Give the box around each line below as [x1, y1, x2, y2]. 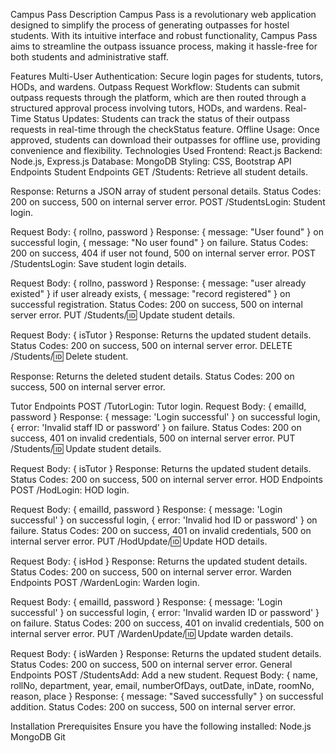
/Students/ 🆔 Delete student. [10, 350, 129, 362]
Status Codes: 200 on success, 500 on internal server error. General [10, 659, 293, 670]
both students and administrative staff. [10, 51, 169, 63]
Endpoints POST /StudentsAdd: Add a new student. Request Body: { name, [10, 669, 319, 681]
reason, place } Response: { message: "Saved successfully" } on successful [10, 690, 324, 702]
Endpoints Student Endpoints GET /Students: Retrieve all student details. [10, 166, 308, 178]
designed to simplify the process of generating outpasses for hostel [10, 19, 290, 31]
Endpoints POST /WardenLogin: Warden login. [10, 577, 200, 588]
